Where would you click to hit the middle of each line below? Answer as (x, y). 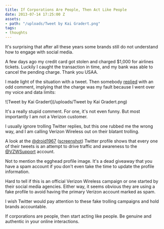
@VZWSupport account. (30, 152)
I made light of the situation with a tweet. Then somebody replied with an (79, 82)
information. (18, 172)
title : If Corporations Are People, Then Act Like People (66, 10)
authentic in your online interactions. (42, 221)
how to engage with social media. (39, 52)
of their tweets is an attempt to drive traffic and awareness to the (71, 146)
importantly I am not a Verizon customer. (46, 116)
